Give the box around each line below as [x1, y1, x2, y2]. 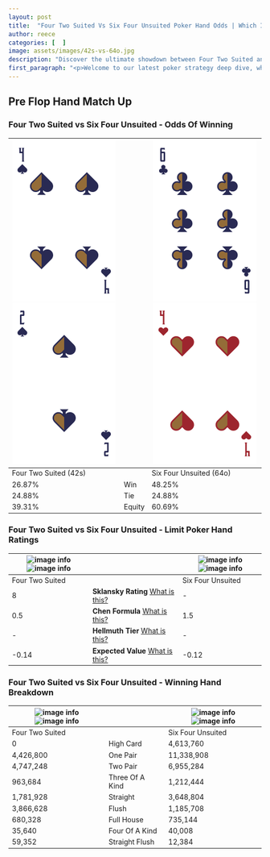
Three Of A [108, 772, 145, 782]
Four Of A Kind [108, 826, 157, 836]
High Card [108, 738, 142, 749]
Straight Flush [108, 837, 155, 847]
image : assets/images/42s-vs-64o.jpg [8, 47, 135, 56]
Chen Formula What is [92, 606, 167, 616]
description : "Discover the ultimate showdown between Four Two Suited [8, 56, 253, 64]
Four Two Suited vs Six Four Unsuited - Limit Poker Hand [8, 524, 233, 535]
